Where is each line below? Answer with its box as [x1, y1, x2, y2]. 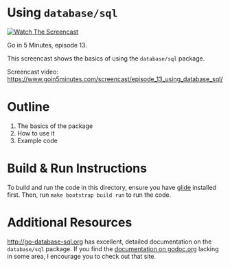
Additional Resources [7, 215, 133, 230]
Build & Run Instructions [7, 160, 148, 176]
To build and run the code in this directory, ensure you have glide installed [7, 183, 216, 191]
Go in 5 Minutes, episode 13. [7, 41, 87, 49]
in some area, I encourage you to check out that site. [7, 252, 157, 260]
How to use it [16, 129, 55, 137]
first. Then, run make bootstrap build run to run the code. [7, 191, 172, 199]
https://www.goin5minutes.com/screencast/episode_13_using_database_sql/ [7, 74, 223, 83]
